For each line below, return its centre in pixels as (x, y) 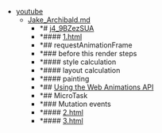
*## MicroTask (64, 95)
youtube (29, 11)
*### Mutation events (75, 104)
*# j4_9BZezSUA (67, 28)
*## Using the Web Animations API (96, 87)
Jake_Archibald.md (59, 20)
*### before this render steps (88, 53)
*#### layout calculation (80, 70)
